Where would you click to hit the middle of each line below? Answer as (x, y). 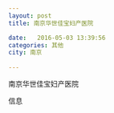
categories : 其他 (36, 45)
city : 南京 (25, 53)
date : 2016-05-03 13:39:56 (57, 38)
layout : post (30, 16)
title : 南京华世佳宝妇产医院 (51, 23)
